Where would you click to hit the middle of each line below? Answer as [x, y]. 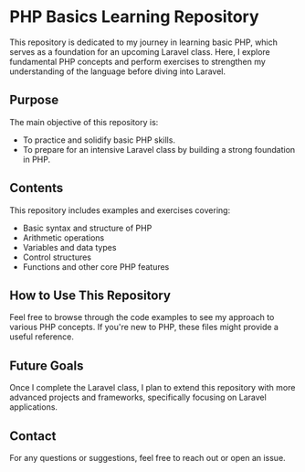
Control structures [57, 257]
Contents [37, 188]
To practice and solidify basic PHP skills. [99, 140]
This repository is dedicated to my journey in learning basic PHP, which [144, 42]
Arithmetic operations [63, 237]
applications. [33, 407]
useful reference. [42, 337]
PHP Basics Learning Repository [134, 17]
